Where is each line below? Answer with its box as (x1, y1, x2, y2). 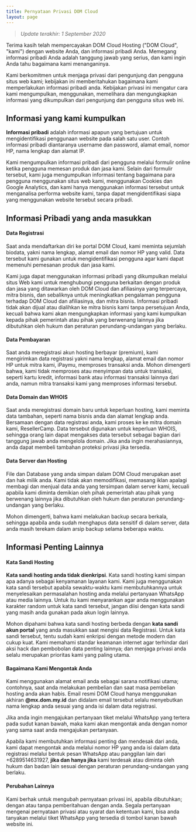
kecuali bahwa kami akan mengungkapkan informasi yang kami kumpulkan (6, 310, 187, 317)
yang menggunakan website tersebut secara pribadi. (6, 196, 133, 203)
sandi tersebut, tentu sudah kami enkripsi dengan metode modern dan (6, 633, 176, 640)
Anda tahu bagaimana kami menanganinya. (6, 60, 110, 67)
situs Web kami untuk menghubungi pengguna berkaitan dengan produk (6, 279, 181, 286)
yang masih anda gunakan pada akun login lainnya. (6, 609, 130, 616)
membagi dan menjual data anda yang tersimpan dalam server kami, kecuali (6, 483, 190, 490)
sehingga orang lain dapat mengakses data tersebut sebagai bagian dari (6, 431, 181, 438)
